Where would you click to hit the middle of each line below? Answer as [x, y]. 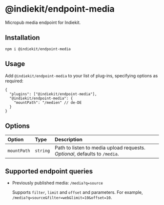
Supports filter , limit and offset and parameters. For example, [77, 192]
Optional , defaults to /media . [87, 154]
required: [14, 81]
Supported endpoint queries [49, 171]
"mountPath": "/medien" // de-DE [48, 102]
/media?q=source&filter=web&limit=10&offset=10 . [62, 198]
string [42, 151]
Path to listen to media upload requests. [100, 148]
